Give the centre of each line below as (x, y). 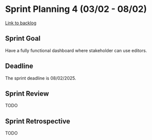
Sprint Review (27, 94)
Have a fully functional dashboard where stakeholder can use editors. (76, 50)
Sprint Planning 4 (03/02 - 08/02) (76, 9)
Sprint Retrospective (38, 121)
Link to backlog (21, 23)
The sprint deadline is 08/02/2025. (41, 78)
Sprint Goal (23, 38)
